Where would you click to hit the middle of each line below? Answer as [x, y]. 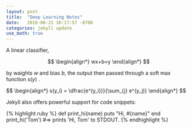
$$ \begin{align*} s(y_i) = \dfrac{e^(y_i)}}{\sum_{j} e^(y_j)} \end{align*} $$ [96, 91]
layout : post [22, 11]
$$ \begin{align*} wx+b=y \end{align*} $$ [99, 62]
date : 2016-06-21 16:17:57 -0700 [50, 22]
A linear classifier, [28, 50]
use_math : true [25, 34]
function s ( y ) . [23, 80]
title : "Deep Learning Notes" [44, 17]
